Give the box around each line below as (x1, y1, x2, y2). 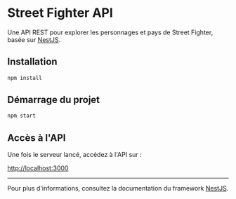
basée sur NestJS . (7, 35, 61, 43)
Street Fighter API (7, 5, 114, 21)
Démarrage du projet (7, 94, 100, 106)
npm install (7, 74, 42, 81)
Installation (7, 56, 58, 68)
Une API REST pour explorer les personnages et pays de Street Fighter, (7, 28, 214, 36)
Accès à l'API (7, 132, 66, 144)
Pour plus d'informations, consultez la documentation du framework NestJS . (7, 184, 229, 193)
